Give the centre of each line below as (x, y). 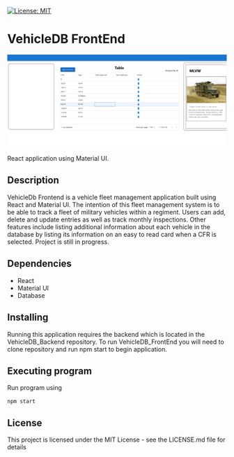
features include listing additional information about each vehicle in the (109, 226)
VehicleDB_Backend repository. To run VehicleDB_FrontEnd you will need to (116, 342)
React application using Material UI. (58, 159)
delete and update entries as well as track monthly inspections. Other (107, 219)
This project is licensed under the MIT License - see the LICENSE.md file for (116, 440)
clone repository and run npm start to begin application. (87, 349)
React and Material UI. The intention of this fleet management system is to (114, 204)
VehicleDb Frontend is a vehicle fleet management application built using (112, 197)
